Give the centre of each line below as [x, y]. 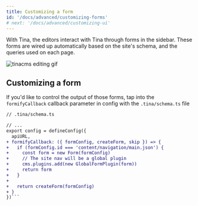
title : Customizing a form [40, 12]
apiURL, [21, 136]
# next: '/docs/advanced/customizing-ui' [58, 23]
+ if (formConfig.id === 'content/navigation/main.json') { [85, 147]
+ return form [29, 170]
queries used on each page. [41, 53]
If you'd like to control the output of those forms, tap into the [81, 97]
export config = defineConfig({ [46, 131]
